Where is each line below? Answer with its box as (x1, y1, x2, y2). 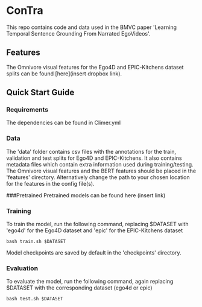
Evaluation (6, 264, 38, 272)
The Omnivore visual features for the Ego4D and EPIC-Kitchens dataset (6, 63, 184, 71)
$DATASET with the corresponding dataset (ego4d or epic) (6, 284, 153, 291)
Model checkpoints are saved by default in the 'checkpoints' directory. (6, 249, 182, 256)
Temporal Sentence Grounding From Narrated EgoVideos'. (6, 30, 151, 37)
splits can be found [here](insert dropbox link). (6, 70, 122, 77)
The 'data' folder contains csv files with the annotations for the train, (6, 148, 177, 155)
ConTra (6, 4, 43, 17)
